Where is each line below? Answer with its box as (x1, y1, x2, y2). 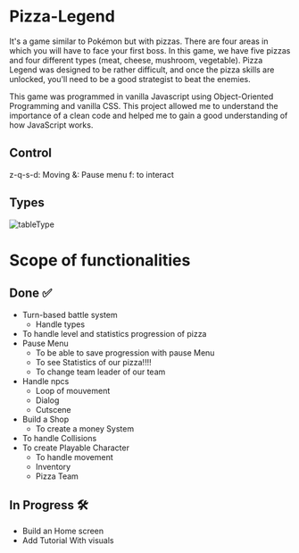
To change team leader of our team (35, 366, 166, 377)
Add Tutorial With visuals (21, 535, 114, 546)
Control (9, 146, 52, 161)
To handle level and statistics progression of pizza (21, 328, 207, 339)
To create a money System (35, 423, 135, 434)
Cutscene (35, 404, 71, 415)
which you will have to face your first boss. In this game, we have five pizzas (9, 45, 291, 55)
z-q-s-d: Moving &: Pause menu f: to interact (9, 169, 174, 180)
